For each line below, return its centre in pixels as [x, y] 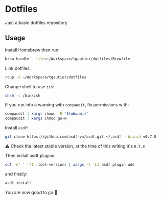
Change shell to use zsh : [30, 86]
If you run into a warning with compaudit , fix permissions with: [67, 105]
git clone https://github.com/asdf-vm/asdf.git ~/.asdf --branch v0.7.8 [81, 137]
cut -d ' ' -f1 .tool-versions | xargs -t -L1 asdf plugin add [70, 165]
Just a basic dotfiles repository [36, 23]
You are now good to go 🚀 [31, 192]
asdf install [18, 183]
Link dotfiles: [18, 68]
